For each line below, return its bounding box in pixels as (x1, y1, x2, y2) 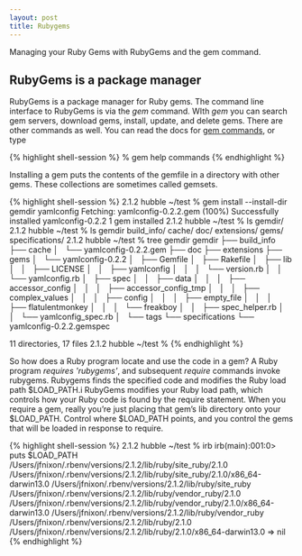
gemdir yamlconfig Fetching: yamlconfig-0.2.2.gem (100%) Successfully (9, 206, 279, 217)
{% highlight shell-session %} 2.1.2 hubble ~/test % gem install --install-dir (9, 196, 288, 207)
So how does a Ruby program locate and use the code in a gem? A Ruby (9, 356, 279, 367)
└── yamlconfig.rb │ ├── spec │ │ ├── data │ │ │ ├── (9, 273, 246, 284)
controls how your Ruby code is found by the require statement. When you (9, 394, 287, 406)
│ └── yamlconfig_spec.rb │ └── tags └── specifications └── (9, 312, 255, 323)
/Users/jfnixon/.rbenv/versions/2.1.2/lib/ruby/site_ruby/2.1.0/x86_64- (9, 469, 261, 480)
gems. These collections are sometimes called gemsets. (9, 179, 218, 190)
